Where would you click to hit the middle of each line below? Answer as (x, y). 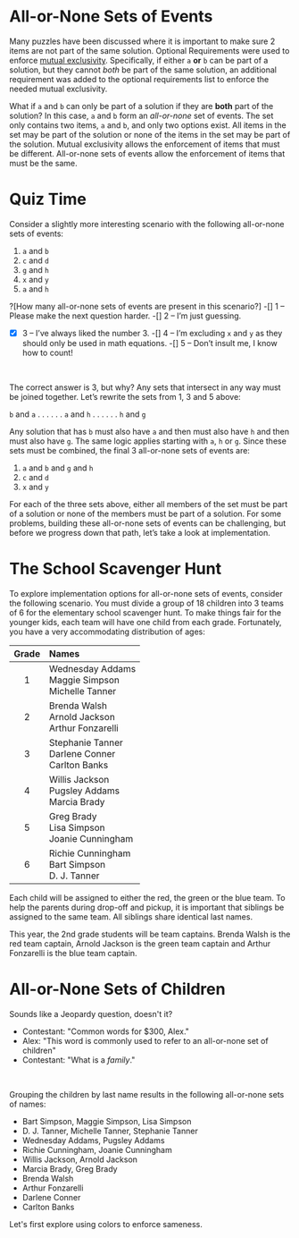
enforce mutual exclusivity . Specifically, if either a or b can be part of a (139, 60)
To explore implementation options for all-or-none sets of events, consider (146, 593)
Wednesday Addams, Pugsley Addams (93, 1140)
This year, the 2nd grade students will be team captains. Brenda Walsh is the (150, 934)
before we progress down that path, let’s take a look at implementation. (140, 532)
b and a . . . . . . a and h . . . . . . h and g (78, 414)
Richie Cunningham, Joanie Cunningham (97, 1149)
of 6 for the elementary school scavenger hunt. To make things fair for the (145, 612)
